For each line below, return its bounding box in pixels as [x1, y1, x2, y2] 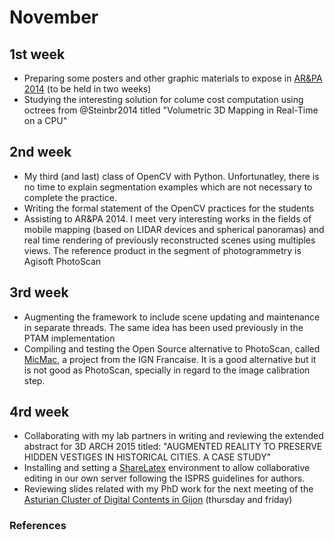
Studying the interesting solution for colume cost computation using [23, 94, 304, 105]
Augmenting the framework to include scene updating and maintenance [23, 311, 321, 323]
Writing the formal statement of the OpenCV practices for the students [23, 202, 315, 214]
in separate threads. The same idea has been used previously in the [23, 321, 304, 333]
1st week [9, 46, 66, 63]
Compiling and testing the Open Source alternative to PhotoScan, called [23, 342, 321, 355]
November [9, 6, 99, 29]
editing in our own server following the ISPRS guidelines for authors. [23, 472, 306, 485]
